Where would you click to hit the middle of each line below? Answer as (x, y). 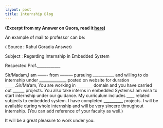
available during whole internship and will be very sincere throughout (74, 106)
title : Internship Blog (29, 14)
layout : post (18, 9)
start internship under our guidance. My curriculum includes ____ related (77, 96)
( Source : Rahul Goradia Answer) (38, 47)
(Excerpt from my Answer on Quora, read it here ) (55, 28)
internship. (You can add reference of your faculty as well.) (64, 111)
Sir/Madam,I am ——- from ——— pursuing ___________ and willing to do (77, 75)
